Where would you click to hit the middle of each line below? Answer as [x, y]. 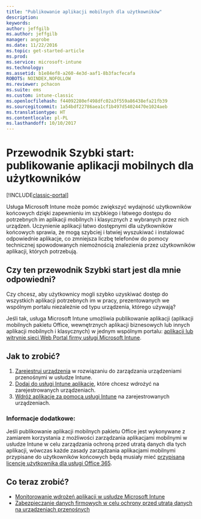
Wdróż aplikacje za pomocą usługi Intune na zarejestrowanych [92, 396]
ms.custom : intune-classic [40, 95]
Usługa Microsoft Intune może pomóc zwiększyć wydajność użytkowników [99, 207]
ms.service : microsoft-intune [44, 62]
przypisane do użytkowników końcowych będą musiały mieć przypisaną [95, 457]
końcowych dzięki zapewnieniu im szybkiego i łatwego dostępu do [89, 213]
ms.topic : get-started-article [45, 51]
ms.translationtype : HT [36, 112]
